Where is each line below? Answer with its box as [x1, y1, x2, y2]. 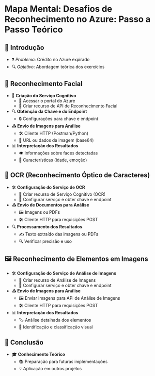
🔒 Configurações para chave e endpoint [18, 116, 99, 121]
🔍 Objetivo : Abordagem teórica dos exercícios [11, 64, 105, 69]
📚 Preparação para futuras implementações [18, 359, 108, 365]
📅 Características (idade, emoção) [18, 157, 87, 163]
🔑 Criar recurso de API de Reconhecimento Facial [18, 103, 118, 109]
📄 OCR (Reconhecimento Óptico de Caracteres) [4, 171, 150, 179]
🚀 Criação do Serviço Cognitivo [11, 92, 76, 98]
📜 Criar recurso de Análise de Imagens [18, 277, 96, 283]
